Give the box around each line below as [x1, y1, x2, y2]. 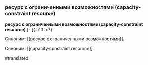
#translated [5, 55, 29, 61]
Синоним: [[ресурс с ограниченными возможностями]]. [5, 36, 125, 42]
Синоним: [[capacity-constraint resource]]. [5, 46, 94, 52]
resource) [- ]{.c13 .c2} [5, 27, 53, 32]
